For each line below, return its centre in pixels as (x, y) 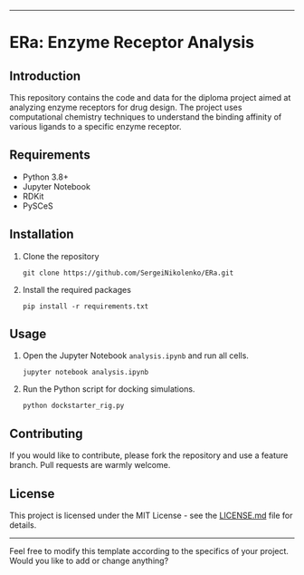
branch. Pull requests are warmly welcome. (90, 465)
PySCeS (38, 206)
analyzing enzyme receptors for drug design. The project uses (126, 107)
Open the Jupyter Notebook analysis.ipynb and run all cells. (135, 356)
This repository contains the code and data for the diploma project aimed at (150, 97)
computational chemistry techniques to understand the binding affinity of (146, 117)
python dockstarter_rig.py (73, 406)
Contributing (46, 433)
